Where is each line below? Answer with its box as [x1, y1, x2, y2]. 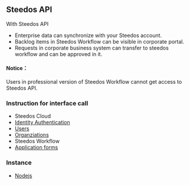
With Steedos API [6, 20, 49, 27]
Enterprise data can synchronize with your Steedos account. [14, 32, 162, 39]
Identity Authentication [14, 119, 71, 126]
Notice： [6, 65, 28, 72]
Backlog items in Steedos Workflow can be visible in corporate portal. [14, 38, 185, 45]
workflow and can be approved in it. [14, 50, 103, 58]
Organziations [14, 131, 49, 138]
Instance [6, 158, 32, 167]
